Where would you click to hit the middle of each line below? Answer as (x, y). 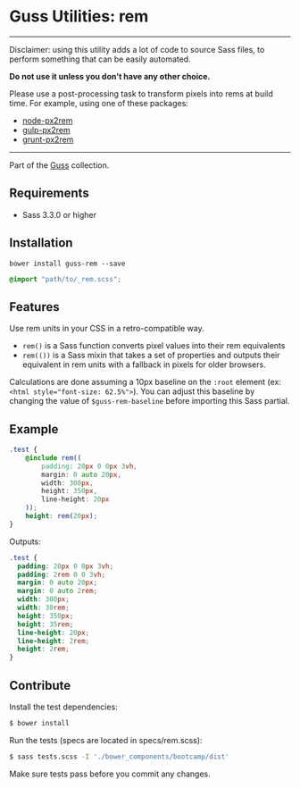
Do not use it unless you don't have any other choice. (110, 76)
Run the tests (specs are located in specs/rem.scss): (106, 740)
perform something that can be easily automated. (100, 59)
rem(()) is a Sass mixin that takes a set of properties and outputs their (151, 356)
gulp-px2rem (46, 130)
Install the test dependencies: (63, 707)
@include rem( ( (54, 457)
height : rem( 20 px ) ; (62, 516)
